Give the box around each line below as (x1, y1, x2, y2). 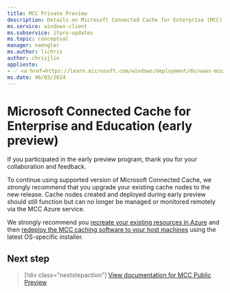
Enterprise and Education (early (7, 118, 192, 134)
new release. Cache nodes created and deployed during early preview (7, 190, 206, 199)
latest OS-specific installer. (7, 233, 84, 241)
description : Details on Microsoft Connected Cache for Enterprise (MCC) (7, 16, 223, 23)
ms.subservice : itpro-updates (7, 29, 94, 36)
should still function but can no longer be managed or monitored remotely (7, 198, 216, 206)
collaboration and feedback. (7, 163, 87, 171)
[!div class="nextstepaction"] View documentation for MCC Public (23, 271, 211, 279)
